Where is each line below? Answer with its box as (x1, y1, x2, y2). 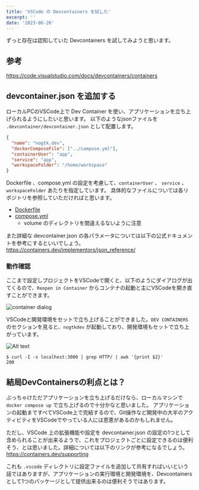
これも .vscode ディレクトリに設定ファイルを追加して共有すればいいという (6, 463, 189, 470)
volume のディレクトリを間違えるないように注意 (23, 220, 141, 227)
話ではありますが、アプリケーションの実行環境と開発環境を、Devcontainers (6, 470, 192, 477)
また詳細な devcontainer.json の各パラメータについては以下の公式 (6, 232, 167, 239)
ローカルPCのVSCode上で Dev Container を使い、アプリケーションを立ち (6, 108, 186, 115)
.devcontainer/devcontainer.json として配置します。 (6, 123, 137, 130)
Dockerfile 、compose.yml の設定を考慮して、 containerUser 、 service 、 (6, 179, 187, 186)
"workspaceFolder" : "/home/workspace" (11, 162, 108, 168)
